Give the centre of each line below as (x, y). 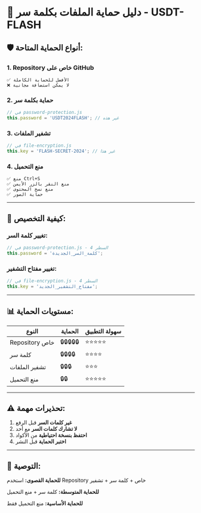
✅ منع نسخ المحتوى (30, 189)
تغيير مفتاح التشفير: (32, 268)
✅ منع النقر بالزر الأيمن (38, 184)
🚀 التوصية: (24, 466)
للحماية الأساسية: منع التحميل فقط (45, 503)
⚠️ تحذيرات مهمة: (36, 408)
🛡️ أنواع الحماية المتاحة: (45, 47)
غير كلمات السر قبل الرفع (44, 422)
